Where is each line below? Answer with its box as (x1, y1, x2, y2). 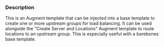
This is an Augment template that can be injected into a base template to (5, 15, 155, 21)
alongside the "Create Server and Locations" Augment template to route (5, 26, 154, 32)
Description (5, 4, 35, 11)
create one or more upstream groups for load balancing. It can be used (5, 20, 152, 26)
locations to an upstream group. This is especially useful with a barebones (5, 31, 159, 37)
